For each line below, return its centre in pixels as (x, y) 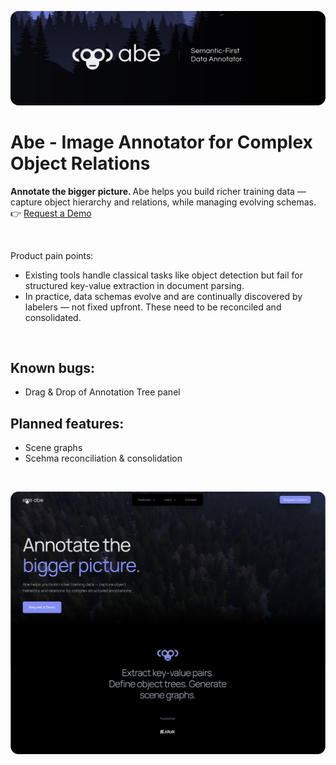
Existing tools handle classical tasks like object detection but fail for (164, 275)
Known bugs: (53, 367)
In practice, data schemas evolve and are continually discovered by (163, 296)
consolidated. (53, 317)
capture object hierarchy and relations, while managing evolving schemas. (163, 202)
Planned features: (67, 423)
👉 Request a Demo (51, 213)
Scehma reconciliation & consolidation (103, 458)
